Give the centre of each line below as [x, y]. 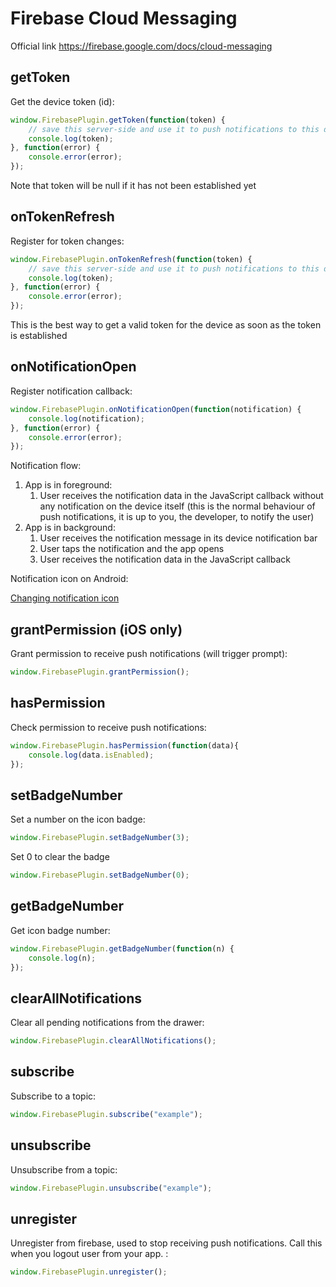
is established [39, 336]
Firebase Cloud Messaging [124, 18]
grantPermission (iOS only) [96, 629]
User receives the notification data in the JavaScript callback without [181, 496]
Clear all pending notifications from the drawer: [107, 1023]
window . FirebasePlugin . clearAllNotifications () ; [113, 1041]
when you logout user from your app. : [89, 1254]
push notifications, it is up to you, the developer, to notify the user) [177, 517]
